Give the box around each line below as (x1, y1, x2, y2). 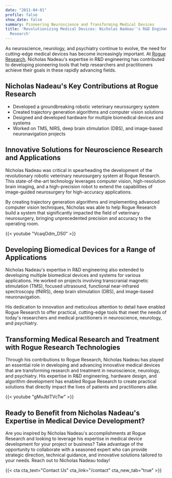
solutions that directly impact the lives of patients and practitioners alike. (5, 384, 159, 390)
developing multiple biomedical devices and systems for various (5, 272, 141, 278)
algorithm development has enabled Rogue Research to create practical (5, 378, 157, 384)
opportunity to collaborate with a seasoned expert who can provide (5, 446, 147, 453)
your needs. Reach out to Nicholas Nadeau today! (5, 458, 110, 464)
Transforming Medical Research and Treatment (5, 335, 160, 343)
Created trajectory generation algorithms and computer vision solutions (12, 108, 164, 115)
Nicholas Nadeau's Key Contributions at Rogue (5, 82, 159, 91)
